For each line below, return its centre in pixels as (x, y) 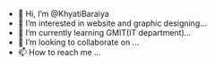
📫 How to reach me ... (59, 52)
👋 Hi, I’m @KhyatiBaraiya (63, 14)
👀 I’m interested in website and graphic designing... (112, 23)
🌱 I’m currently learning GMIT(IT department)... (104, 33)
